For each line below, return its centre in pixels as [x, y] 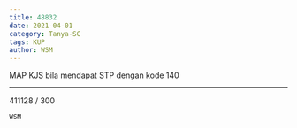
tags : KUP [27, 42]
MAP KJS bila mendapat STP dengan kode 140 [94, 75]
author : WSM [31, 50]
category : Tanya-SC [45, 34]
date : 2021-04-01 [41, 26]
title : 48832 [33, 17]
